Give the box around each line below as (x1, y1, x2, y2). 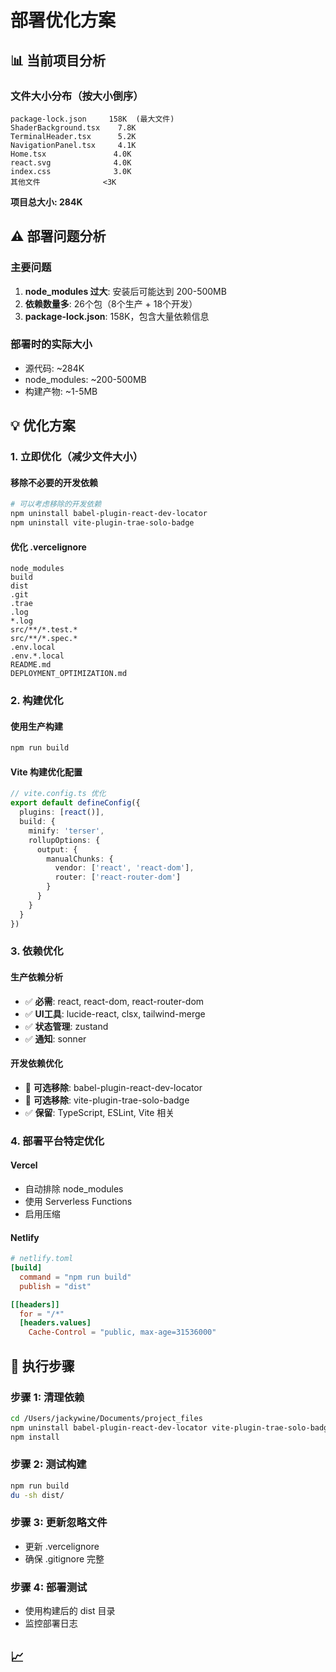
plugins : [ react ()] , (19, 807, 105, 818)
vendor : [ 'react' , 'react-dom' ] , (54, 863, 195, 873)
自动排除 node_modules (24, 1182, 124, 1195)
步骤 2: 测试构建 (10, 1457, 87, 1471)
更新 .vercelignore (24, 1540, 100, 1552)
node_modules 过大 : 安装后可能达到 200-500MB (24, 285, 227, 297)
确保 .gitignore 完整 (24, 1552, 105, 1565)
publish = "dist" (19, 1281, 92, 1291)
